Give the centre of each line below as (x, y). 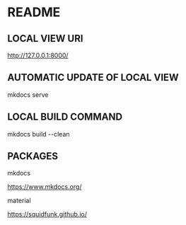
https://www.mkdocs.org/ (45, 187)
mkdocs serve (28, 94)
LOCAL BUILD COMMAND (65, 117)
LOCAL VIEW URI (45, 39)
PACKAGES (33, 156)
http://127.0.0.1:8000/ (38, 55)
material (19, 201)
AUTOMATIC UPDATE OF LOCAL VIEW (93, 77)
